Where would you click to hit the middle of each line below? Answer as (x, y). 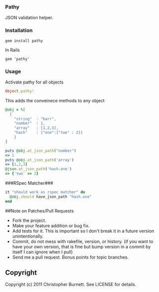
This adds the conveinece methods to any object (55, 100)
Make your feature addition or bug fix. (51, 225)
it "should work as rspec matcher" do (45, 192)
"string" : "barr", (35, 119)
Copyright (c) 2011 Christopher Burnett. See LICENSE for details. (71, 285)
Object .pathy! (20, 91)
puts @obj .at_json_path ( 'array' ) (40, 160)
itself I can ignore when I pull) (42, 252)
